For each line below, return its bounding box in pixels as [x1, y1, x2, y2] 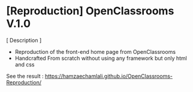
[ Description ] [6, 36, 42, 44]
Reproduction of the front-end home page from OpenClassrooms [14, 48, 176, 55]
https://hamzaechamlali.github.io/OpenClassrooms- [44, 72, 173, 79]
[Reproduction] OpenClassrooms [6, 4, 174, 18]
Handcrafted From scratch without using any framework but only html [14, 54, 188, 62]
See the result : [6, 72, 44, 79]
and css [14, 61, 35, 68]
